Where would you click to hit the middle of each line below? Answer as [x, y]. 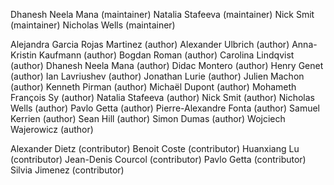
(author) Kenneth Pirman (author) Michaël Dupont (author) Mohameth [153, 87]
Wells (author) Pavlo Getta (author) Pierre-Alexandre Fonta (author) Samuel [165, 108]
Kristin [23, 55]
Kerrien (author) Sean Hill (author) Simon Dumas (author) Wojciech [148, 118]
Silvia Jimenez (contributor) [67, 170]
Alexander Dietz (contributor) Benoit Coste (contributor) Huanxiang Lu [155, 148]
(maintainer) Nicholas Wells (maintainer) [93, 25]
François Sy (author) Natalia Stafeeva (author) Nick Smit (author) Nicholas [162, 97]
